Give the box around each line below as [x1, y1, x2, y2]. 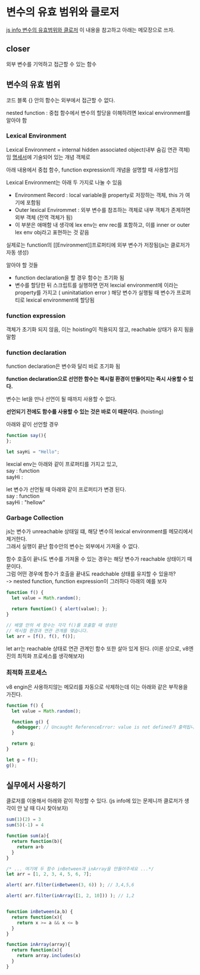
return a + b [17, 843, 44, 850]
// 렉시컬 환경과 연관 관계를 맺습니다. [6, 627, 89, 634]
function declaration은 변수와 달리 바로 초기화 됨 [6, 362, 121, 370]
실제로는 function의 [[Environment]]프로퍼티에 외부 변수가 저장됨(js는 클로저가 [6, 241, 190, 248]
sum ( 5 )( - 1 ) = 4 [6, 822, 44, 828]
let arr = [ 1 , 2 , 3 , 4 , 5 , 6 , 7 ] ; [6, 871, 92, 877]
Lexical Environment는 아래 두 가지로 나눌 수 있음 [6, 179, 123, 186]
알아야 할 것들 [6, 261, 39, 268]
